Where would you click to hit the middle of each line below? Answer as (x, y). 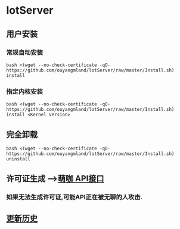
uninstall (18, 159)
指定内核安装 (25, 91)
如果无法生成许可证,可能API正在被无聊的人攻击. (75, 197)
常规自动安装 (25, 52)
